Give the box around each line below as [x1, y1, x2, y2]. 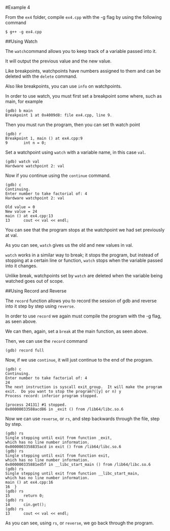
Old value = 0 [5, 204, 36, 210]
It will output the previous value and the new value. [5, 58, 112, 64]
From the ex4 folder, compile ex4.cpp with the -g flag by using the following [5, 14, 162, 20]
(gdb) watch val [5, 159, 40, 164]
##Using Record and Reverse [5, 288, 67, 294]
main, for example [5, 99, 43, 104]
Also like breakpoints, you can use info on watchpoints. [5, 83, 122, 89]
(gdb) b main [5, 108, 33, 113]
